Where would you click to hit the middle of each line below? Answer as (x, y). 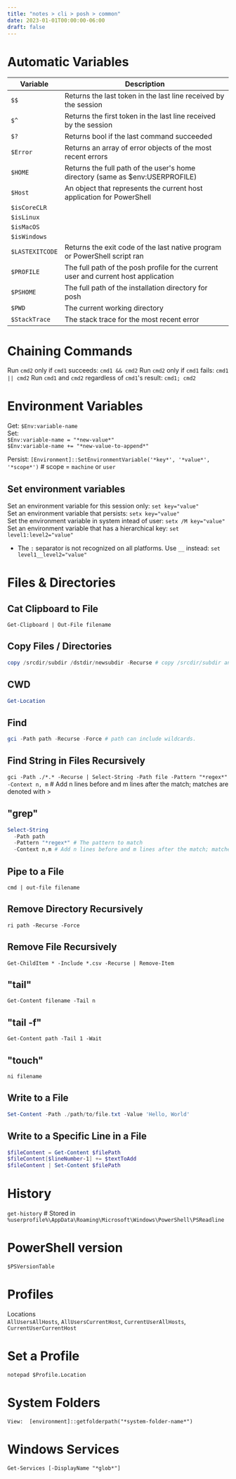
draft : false (26, 27)
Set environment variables (66, 489)
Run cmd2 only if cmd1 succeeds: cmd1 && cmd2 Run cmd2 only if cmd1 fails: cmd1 (118, 370)
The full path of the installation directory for (136, 288)
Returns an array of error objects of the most (138, 148)
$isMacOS (25, 227)
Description (145, 84)
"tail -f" (25, 1022)
